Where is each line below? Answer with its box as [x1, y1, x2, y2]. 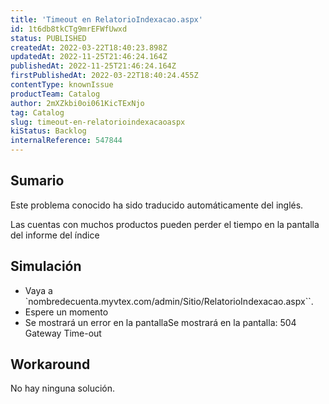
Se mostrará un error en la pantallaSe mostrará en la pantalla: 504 [24, 316, 297, 328]
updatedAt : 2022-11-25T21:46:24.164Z [10, 52, 168, 62]
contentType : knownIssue [10, 80, 114, 90]
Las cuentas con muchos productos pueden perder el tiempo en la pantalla [10, 218, 320, 230]
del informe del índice [10, 229, 100, 241]
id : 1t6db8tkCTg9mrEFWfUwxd [10, 24, 128, 34]
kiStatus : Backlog [10, 126, 87, 136]
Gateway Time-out [24, 327, 102, 339]
